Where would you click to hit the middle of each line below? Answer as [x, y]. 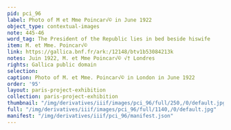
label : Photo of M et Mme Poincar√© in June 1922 [80, 20]
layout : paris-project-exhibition [57, 90]
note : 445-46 [26, 33]
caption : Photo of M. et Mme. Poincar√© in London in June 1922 [101, 77]
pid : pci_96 [24, 13]
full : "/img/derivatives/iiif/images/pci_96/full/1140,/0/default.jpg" [112, 109]
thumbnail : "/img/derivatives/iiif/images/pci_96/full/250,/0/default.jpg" [118, 103]
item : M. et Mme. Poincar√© [47, 45]
